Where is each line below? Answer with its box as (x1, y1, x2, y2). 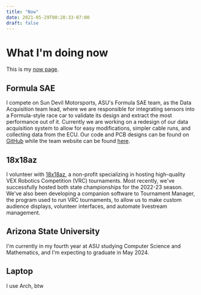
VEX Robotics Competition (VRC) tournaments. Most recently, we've (6, 177, 175, 184)
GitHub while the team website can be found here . (6, 138, 131, 145)
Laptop (6, 266, 33, 276)
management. (6, 208, 41, 216)
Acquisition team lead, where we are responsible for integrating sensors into (6, 106, 195, 113)
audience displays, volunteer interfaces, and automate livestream (6, 202, 168, 210)
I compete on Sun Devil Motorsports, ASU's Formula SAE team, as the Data (6, 99, 192, 106)
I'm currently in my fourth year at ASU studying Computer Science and (6, 242, 181, 249)
